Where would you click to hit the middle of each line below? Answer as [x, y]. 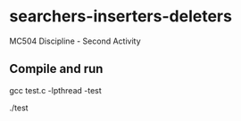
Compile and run [56, 69]
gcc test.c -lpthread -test [56, 90]
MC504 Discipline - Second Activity [75, 41]
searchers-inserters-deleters [120, 16]
